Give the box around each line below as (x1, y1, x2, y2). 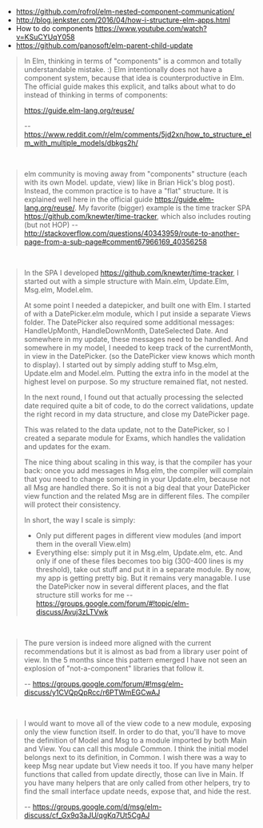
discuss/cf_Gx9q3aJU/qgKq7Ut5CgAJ (23, 810, 150, 820)
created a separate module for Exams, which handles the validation (23, 433, 246, 443)
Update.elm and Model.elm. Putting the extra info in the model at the (23, 368, 249, 378)
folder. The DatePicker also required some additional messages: (23, 317, 235, 327)
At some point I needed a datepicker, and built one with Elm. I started (23, 301, 251, 310)
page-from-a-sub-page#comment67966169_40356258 (23, 237, 208, 246)
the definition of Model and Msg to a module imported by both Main (23, 735, 247, 745)
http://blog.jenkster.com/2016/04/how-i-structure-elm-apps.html (15, 15, 230, 25)
